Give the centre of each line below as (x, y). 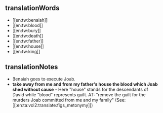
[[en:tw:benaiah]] (30, 20)
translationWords (32, 8)
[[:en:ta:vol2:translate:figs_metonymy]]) (53, 105)
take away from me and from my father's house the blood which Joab (85, 84)
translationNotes (32, 67)
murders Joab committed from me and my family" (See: (69, 100)
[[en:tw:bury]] (26, 30)
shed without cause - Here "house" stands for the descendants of (80, 89)
